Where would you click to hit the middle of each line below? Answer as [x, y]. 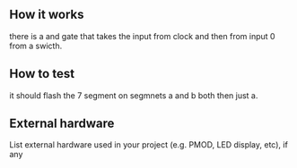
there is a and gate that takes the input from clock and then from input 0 [142, 36]
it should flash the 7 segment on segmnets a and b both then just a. [134, 95]
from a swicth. [36, 46]
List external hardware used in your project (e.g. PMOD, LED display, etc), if [149, 145]
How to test [42, 74]
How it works [47, 15]
